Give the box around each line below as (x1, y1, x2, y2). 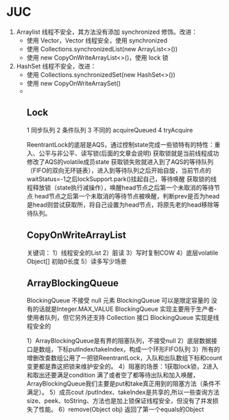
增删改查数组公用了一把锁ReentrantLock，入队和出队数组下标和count (26, 354, 223, 362)
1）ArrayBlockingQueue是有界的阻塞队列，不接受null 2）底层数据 (26, 337, 212, 345)
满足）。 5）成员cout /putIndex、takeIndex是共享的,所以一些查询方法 (26, 388, 220, 397)
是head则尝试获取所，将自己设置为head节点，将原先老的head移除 (26, 200, 214, 209)
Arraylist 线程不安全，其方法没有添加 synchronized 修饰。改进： (16, 27, 198, 36)
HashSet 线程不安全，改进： (16, 62, 97, 70)
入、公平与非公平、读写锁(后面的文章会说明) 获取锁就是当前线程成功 (26, 149, 219, 157)
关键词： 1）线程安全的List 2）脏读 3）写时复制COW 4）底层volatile (26, 248, 219, 257)
